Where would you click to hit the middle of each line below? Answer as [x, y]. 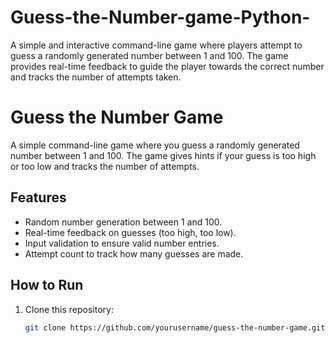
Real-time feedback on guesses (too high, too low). [130, 232]
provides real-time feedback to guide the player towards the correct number [167, 66]
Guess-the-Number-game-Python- [160, 17]
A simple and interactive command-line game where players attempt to [156, 45]
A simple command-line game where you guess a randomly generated [155, 145]
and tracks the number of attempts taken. [96, 77]
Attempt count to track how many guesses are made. [134, 253]
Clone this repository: [69, 309]
